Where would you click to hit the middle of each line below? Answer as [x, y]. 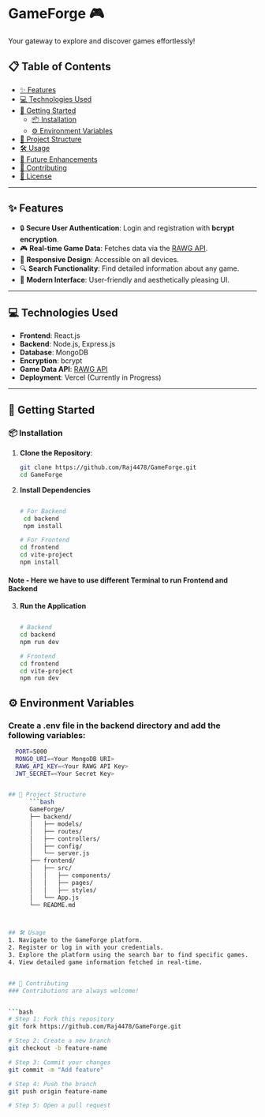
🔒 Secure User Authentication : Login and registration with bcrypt [127, 227]
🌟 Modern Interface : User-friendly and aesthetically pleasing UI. [125, 279]
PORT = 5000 [31, 752]
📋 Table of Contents [60, 67]
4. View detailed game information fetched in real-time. [105, 962]
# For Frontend [45, 540]
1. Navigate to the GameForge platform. [76, 940]
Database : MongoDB [54, 352]
